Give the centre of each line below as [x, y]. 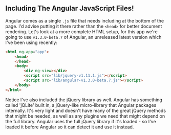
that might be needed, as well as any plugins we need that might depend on [85, 116]
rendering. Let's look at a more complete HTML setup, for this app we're [81, 31]
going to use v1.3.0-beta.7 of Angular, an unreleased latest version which [83, 37]
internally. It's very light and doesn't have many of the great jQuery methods [86, 110]
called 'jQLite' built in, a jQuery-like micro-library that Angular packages [81, 105]
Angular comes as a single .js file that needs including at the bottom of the [85, 20]
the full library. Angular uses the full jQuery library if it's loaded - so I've [81, 121]
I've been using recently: [31, 42]
